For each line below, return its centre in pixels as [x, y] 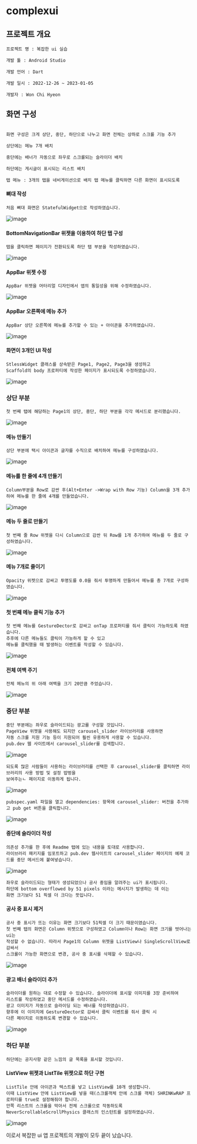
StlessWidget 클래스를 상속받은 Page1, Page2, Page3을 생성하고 [79, 364]
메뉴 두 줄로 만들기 [27, 521]
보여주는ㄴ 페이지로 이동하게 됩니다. [44, 779]
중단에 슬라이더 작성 [29, 833]
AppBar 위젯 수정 [26, 272]
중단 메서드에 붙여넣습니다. [45, 860]
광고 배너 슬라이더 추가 [32, 979]
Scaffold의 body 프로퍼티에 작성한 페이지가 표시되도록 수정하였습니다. [81, 370]
